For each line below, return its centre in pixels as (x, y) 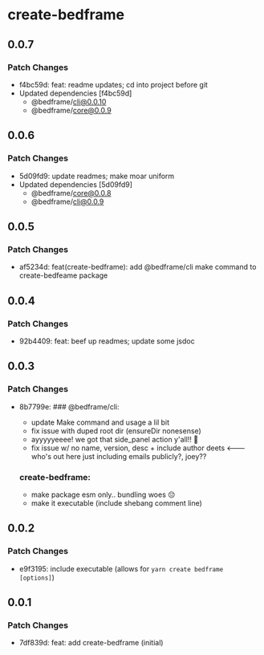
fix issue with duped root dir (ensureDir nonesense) (116, 430)
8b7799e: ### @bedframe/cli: (69, 406)
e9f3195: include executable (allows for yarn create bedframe (121, 568)
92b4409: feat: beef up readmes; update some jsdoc (107, 341)
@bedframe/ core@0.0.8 (71, 193)
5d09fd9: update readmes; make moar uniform (97, 176)
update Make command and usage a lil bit (100, 422)
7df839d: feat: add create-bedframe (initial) (91, 643)
